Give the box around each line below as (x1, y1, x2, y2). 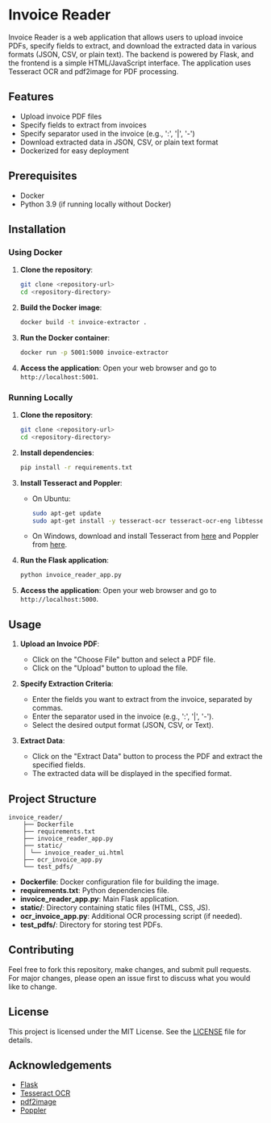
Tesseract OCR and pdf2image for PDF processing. (8, 66, 179, 76)
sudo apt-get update (31, 509, 102, 517)
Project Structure (8, 792, 97, 806)
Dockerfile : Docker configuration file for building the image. (19, 877, 219, 887)
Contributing (8, 943, 74, 957)
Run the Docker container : (19, 332, 110, 342)
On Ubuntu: (31, 494, 71, 503)
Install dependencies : (19, 448, 94, 457)
